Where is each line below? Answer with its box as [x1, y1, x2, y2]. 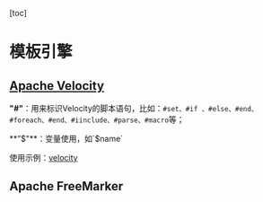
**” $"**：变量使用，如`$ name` [9, 134, 124, 144]
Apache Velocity [9, 78, 105, 93]
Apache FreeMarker [9, 179, 124, 194]
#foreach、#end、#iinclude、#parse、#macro [9, 116, 169, 125]
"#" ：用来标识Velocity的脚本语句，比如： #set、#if [9, 103, 198, 113]
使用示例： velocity [9, 153, 78, 162]
